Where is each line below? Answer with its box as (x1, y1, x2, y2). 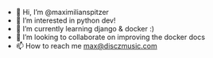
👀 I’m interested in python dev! (15, 16, 117, 25)
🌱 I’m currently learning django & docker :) (15, 24, 155, 33)
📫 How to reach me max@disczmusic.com (15, 42, 157, 50)
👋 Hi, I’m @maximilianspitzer (15, 8, 110, 16)
